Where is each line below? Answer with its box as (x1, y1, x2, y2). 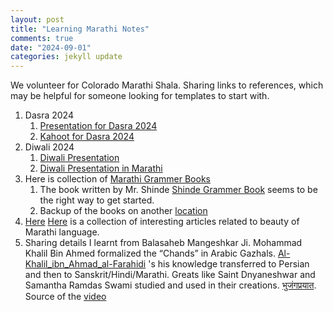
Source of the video (24, 291, 107, 303)
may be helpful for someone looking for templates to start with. (10, 90, 270, 102)
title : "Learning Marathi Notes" (10, 24, 150, 34)
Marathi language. (24, 226, 100, 238)
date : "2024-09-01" (10, 42, 92, 53)
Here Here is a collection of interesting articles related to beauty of (24, 216, 300, 228)
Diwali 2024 (24, 141, 75, 153)
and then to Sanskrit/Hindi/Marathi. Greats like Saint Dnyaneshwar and (24, 269, 316, 281)
